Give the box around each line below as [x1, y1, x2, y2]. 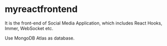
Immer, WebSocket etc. [5, 25, 54, 31]
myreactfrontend [5, 3, 78, 15]
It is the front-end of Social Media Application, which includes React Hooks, [5, 20, 162, 26]
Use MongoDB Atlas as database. [5, 35, 75, 41]
